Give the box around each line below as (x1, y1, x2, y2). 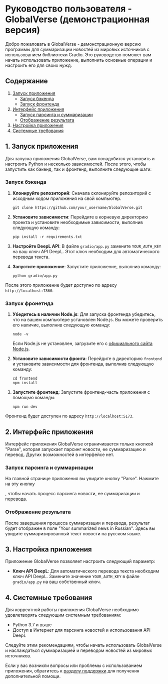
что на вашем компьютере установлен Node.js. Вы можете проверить (12, 317, 163, 323)
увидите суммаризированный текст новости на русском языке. (5, 530, 141, 536)
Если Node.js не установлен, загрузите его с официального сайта (12, 340, 153, 347)
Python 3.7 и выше (12, 622, 52, 628)
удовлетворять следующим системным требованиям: (5, 612, 121, 618)
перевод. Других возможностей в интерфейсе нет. (5, 451, 114, 458)
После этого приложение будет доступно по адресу (5, 282, 117, 288)
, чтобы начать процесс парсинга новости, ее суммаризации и (5, 491, 140, 497)
